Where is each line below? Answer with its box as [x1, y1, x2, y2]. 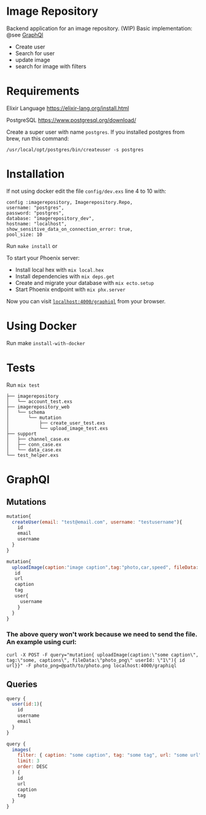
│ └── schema [6, 409, 45, 415]
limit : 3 [17, 758, 40, 764]
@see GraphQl [6, 31, 44, 38]
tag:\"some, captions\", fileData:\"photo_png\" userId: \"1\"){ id [6, 657, 185, 663]
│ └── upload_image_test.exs [6, 425, 109, 431]
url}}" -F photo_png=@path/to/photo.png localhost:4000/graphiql [6, 662, 177, 669]
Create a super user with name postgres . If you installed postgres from [6, 128, 185, 136]
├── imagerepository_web [6, 404, 70, 410]
